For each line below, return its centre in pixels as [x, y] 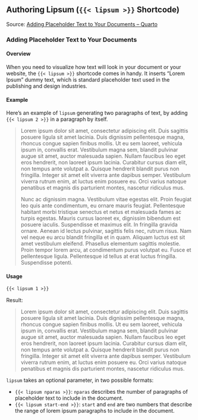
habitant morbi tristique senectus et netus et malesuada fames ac [101, 212]
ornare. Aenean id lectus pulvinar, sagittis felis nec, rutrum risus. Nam [106, 231]
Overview [18, 54]
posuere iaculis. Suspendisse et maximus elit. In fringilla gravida [99, 225]
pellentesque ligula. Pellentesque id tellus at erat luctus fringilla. [99, 256]
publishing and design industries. [47, 86]
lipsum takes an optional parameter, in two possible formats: [80, 380]
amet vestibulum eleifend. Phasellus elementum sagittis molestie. [100, 244]
